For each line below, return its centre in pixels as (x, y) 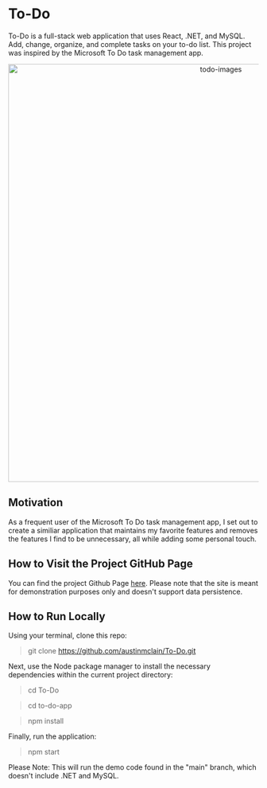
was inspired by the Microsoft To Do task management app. (106, 53)
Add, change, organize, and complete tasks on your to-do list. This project (130, 44)
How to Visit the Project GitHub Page (101, 564)
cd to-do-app (50, 706)
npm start (43, 752)
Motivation (36, 503)
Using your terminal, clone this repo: (68, 636)
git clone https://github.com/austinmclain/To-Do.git (112, 651)
